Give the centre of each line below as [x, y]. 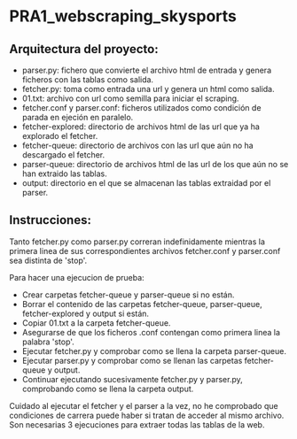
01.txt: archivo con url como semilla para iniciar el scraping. [130, 98]
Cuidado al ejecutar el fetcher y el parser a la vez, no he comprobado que [144, 405]
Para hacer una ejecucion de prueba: [77, 277]
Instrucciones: [50, 220]
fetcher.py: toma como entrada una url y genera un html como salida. [148, 89]
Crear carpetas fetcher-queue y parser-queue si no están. [128, 295]
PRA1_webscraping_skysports [123, 16]
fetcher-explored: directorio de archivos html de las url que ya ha [141, 127]
